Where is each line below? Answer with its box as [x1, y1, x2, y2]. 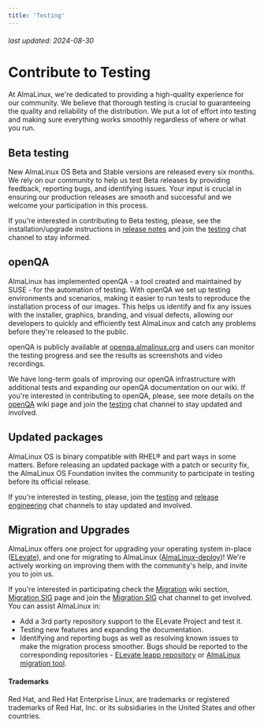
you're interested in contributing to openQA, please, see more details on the [8, 391, 255, 400]
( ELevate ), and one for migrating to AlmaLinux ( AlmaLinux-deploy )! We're [8, 553, 246, 562]
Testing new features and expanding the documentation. [19, 625, 203, 635]
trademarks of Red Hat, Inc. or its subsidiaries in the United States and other [8, 703, 256, 712]
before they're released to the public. [8, 327, 128, 336]
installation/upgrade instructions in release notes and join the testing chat [8, 224, 247, 234]
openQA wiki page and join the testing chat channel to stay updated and [8, 399, 243, 409]
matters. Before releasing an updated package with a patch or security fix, [8, 459, 250, 470]
